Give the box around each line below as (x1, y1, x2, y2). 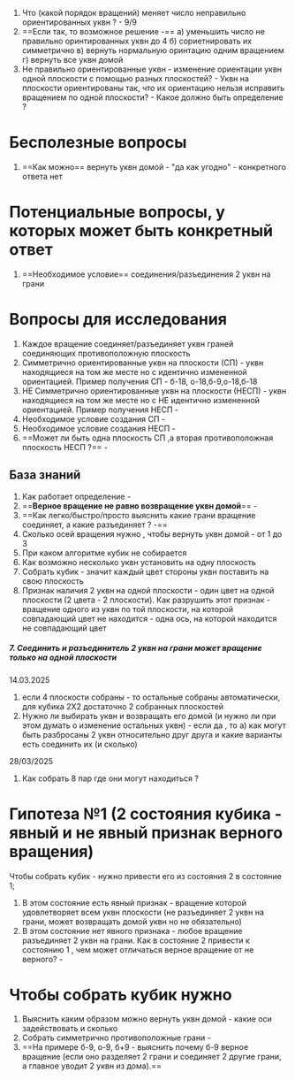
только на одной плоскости (9, 652, 117, 663)
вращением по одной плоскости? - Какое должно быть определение (21, 92, 284, 103)
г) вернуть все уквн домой (21, 55, 124, 65)
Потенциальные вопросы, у (9, 203, 225, 222)
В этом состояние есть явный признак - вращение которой (21, 897, 247, 908)
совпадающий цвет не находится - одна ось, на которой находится (21, 613, 277, 624)
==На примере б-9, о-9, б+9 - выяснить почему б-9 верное (21, 1042, 249, 1053)
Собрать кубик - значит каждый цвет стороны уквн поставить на (21, 566, 269, 577)
